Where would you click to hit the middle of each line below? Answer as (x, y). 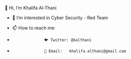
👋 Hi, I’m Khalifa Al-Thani (31, 8)
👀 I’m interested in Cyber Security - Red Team (60, 18)
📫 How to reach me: (34, 28)
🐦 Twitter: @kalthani (68, 40)
